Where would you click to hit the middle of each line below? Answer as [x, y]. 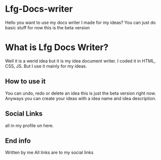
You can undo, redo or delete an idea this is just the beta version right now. [80, 93]
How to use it [25, 81]
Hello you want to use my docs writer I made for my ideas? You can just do [80, 22]
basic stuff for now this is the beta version [47, 27]
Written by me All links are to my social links [49, 153]
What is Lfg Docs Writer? [57, 48]
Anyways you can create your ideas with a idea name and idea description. [81, 98]
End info [18, 141]
